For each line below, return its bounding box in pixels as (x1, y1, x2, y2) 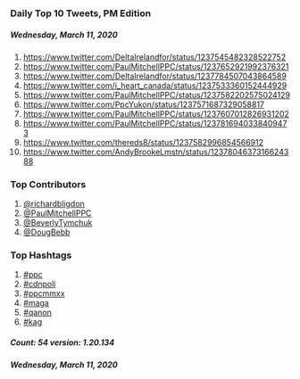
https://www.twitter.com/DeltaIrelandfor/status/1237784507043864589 (22, 70, 287, 81)
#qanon (22, 307, 53, 318)
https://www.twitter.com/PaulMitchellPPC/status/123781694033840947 (22, 118, 287, 128)
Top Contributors (10, 177, 87, 190)
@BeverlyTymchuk (22, 218, 93, 228)
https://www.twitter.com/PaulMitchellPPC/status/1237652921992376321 (22, 61, 289, 71)
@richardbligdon (22, 199, 86, 210)
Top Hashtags (10, 249, 72, 261)
